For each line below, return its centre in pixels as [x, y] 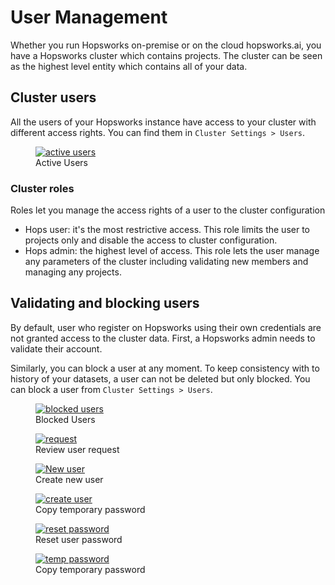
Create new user [69, 479]
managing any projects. [73, 272]
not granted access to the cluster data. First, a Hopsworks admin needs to [163, 338]
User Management [89, 17]
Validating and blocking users [105, 303]
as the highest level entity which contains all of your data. [129, 66]
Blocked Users [65, 419]
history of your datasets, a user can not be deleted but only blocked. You [160, 378]
